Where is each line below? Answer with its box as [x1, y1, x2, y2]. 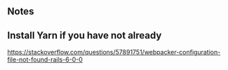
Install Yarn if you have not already [7, 29, 162, 41]
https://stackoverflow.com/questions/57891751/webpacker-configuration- [7, 48, 221, 57]
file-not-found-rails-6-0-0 [7, 55, 83, 64]
